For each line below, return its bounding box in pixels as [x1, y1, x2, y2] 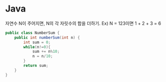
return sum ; [23, 63, 49, 68]
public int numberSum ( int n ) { [14, 35, 80, 40]
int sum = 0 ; [23, 40, 51, 45]
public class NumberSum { [5, 30, 60, 35]
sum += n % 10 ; [32, 49, 60, 54]
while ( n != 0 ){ [23, 44, 51, 49]
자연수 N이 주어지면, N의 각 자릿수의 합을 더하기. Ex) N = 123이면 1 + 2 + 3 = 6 [5, 20, 161, 26]
